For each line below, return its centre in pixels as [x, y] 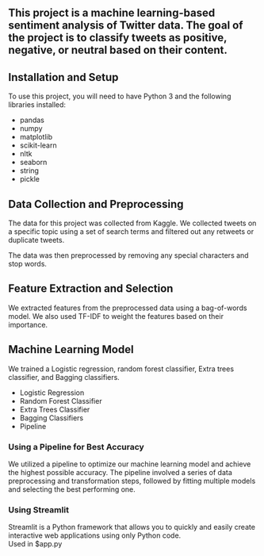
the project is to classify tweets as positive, [118, 38]
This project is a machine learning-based [112, 13]
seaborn [33, 163]
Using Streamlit [39, 509]
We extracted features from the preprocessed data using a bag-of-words [128, 308]
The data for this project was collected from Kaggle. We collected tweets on [132, 223]
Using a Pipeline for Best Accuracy [76, 447]
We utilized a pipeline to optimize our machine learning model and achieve [130, 464]
